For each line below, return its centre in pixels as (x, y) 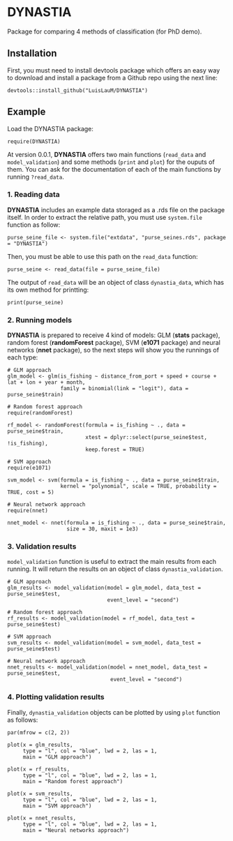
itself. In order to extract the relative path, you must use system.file (105, 217)
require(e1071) (29, 468)
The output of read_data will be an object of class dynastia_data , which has (116, 282)
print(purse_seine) (36, 302)
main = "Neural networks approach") (76, 830)
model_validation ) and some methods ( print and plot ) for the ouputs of (111, 162)
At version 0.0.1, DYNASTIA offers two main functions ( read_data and (107, 154)
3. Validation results (42, 546)
